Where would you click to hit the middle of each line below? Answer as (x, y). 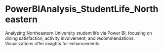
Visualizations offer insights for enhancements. (53, 43)
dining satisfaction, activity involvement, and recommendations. (70, 38)
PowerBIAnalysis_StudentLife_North (82, 9)
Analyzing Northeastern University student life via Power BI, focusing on (79, 33)
